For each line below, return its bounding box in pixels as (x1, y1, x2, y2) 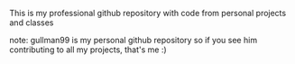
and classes (9, 17, 54, 28)
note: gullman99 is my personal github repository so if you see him (9, 35, 258, 45)
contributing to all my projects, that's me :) (9, 44, 167, 55)
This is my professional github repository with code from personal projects (9, 8, 287, 18)
